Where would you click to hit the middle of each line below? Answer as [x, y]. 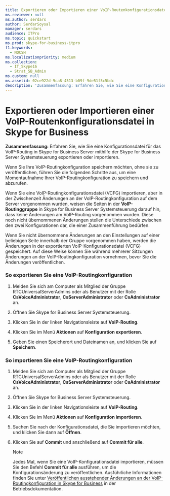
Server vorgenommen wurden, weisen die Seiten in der [63, 204]
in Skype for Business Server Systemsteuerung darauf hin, [100, 209]
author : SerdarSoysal [28, 24]
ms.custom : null [22, 76]
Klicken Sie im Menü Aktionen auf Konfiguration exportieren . [77, 332]
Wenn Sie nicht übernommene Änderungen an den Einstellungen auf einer [83, 235]
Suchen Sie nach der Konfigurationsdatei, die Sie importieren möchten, [87, 427]
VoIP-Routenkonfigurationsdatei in [80, 121]
